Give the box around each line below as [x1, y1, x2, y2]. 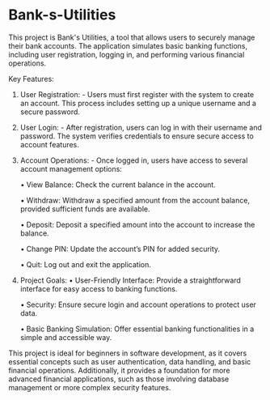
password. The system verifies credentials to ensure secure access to [19, 131, 255, 141]
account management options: [19, 164, 123, 173]
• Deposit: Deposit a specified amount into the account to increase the [19, 219, 255, 229]
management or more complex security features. [8, 382, 171, 392]
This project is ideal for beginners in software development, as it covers [8, 348, 247, 358]
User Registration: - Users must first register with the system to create [19, 89, 255, 99]
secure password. [19, 107, 81, 117]
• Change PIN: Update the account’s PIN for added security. [19, 244, 221, 253]
